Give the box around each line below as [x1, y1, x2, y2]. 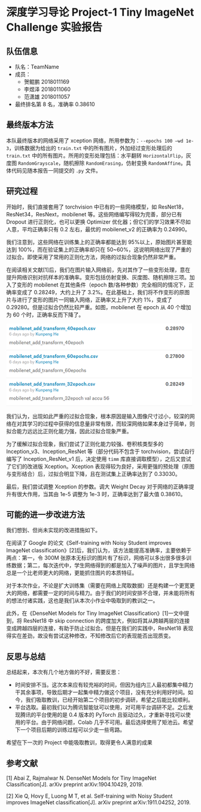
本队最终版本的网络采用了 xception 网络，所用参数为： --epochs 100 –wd [6, 137, 184, 144]
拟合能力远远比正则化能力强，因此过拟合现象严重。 [6, 427, 132, 434]
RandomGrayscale [17, 160, 59, 167]
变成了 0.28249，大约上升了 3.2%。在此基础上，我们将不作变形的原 [16, 288, 185, 295]
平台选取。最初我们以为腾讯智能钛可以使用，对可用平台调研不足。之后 [14, 704, 188, 711]
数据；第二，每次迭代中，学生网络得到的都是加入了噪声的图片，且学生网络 [11, 562, 195, 569]
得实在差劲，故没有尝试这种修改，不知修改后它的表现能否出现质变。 [6, 632, 174, 639]
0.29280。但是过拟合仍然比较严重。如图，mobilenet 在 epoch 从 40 [6, 303, 174, 310]
